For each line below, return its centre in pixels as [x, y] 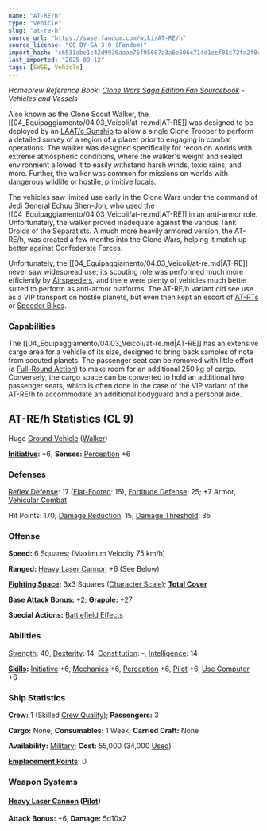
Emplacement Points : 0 [48, 762]
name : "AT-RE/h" [35, 16]
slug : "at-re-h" [35, 30]
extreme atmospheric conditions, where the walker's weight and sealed [125, 156]
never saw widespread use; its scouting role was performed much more [126, 271]
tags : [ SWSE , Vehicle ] [46, 68]
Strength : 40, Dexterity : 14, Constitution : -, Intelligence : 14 [103, 653]
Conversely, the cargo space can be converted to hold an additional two [126, 377]
